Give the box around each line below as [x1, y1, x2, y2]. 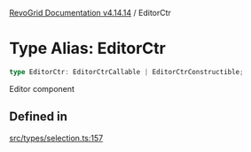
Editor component [9, 83, 75, 94]
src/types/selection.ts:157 [9, 133, 104, 143]
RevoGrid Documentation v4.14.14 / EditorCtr [9, 8, 171, 18]
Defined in [9, 110, 68, 125]
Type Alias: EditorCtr [9, 39, 166, 58]
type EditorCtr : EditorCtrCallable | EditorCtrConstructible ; [9, 67, 244, 76]
